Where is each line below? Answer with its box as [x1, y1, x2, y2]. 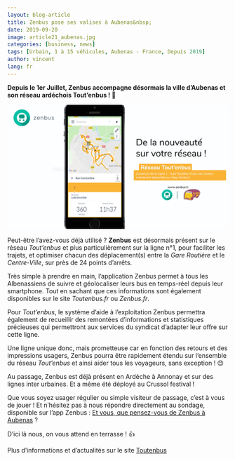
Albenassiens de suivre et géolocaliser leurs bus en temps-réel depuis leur [7, 279, 224, 288]
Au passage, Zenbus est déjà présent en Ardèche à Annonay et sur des [7, 373, 214, 381]
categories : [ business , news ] [7, 41, 96, 48]
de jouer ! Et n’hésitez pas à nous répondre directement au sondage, [7, 401, 206, 410]
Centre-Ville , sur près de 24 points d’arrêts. [7, 258, 133, 267]
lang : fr [7, 63, 33, 70]
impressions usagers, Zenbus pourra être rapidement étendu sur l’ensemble [7, 352, 227, 360]
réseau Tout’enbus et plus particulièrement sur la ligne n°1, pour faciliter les [7, 243, 226, 252]
